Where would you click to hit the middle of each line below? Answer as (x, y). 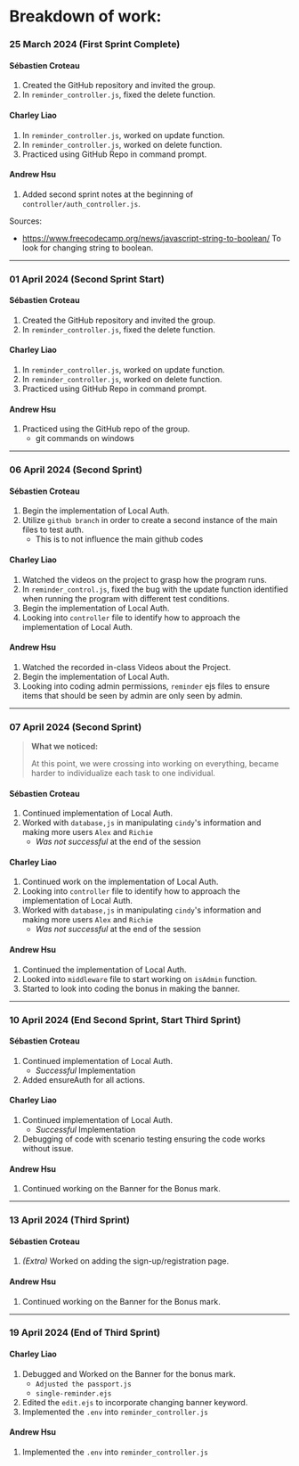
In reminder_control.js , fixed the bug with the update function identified (155, 589)
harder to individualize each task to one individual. (123, 774)
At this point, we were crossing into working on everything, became (155, 764)
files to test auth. (53, 530)
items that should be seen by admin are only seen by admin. (132, 695)
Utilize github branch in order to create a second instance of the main (149, 520)
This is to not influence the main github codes (119, 539)
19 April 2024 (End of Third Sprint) (85, 1332)
